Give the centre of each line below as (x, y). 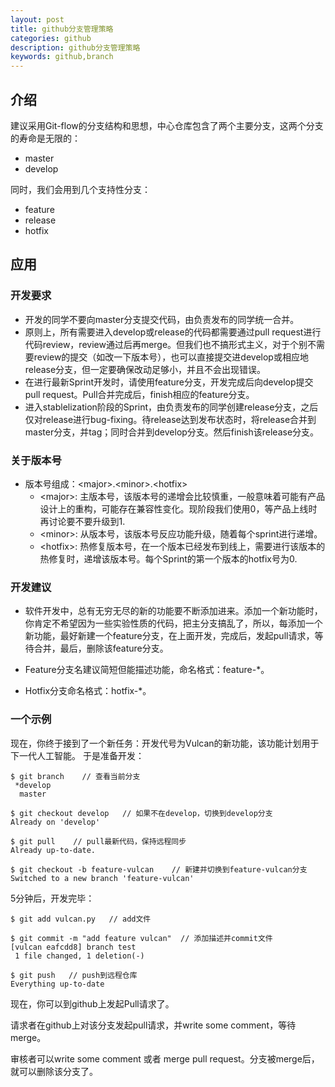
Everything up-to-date (57, 984)
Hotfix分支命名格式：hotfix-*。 (88, 691)
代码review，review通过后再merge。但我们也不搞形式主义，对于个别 (166, 344)
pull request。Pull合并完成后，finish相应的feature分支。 (139, 394)
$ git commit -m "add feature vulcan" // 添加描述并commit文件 (141, 938)
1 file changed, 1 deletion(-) (79, 956)
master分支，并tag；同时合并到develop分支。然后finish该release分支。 (172, 432)
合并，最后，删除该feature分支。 (101, 648)
